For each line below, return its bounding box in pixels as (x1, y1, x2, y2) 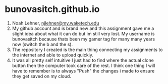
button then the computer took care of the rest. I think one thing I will (12, 62, 155, 68)
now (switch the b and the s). (12, 41, 73, 47)
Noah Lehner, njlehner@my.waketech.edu (12, 20, 99, 26)
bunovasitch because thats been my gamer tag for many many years (12, 36, 155, 42)
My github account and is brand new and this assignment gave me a (12, 25, 154, 31)
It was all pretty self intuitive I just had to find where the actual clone (12, 57, 154, 63)
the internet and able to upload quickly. (12, 51, 94, 58)
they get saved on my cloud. (12, 73, 72, 79)
